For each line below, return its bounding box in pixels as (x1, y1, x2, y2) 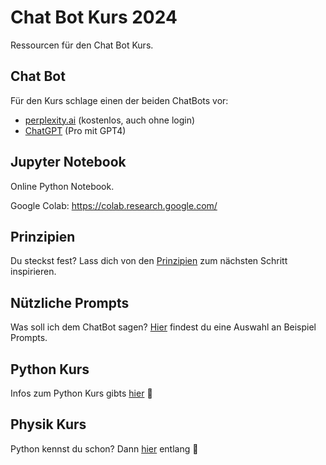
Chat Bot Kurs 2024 (10, 6, 178, 29)
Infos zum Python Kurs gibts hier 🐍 (10, 387, 153, 399)
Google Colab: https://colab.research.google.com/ (10, 199, 218, 211)
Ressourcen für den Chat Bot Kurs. (10, 39, 154, 51)
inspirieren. (10, 266, 57, 278)
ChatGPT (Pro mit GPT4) (24, 124, 127, 136)
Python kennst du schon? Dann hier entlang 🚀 (10, 442, 199, 455)
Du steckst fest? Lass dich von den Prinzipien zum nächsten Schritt (10, 255, 288, 267)
